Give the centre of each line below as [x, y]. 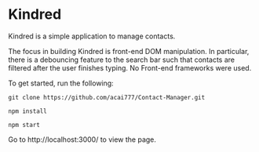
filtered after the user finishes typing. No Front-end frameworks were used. [130, 67]
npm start [24, 125]
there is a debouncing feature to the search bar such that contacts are [122, 60]
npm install [27, 111]
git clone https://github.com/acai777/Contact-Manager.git [107, 97]
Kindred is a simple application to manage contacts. [92, 36]
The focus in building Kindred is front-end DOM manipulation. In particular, [129, 51]
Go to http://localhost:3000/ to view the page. [82, 139]
